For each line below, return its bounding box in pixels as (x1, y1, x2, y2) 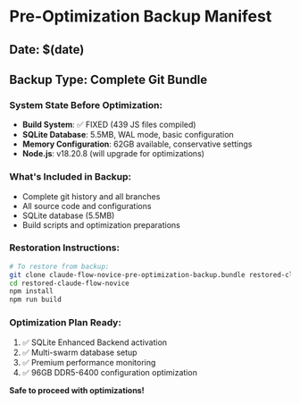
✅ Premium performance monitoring (21, 357, 156, 367)
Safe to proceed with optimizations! (9, 384, 145, 395)
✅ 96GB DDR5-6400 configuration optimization (21, 366, 198, 377)
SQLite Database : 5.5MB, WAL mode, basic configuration (21, 130, 234, 140)
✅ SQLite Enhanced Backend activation (21, 337, 168, 348)
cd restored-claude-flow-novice (9, 279, 129, 288)
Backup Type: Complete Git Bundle (9, 72, 208, 87)
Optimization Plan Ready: (9, 316, 122, 329)
